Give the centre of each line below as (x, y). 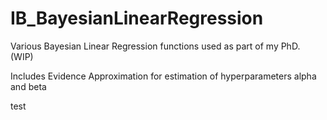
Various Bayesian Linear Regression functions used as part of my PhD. (155, 46)
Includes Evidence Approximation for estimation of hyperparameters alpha (163, 76)
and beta (28, 86)
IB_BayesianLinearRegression (137, 18)
